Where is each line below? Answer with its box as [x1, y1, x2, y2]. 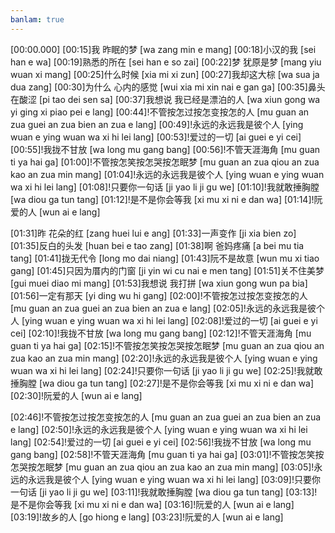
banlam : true [10, 14, 65, 25]
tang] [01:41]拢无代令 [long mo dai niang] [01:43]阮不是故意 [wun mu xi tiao [10, 252, 320, 264]
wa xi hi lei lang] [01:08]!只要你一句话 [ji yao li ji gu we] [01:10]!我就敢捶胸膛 [10, 181, 320, 193]
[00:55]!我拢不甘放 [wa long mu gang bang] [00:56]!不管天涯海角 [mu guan [10, 143, 321, 155]
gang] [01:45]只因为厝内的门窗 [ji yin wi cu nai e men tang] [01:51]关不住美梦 [10, 264, 325, 276]
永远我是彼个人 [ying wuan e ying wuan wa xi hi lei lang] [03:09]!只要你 [27, 473, 321, 485]
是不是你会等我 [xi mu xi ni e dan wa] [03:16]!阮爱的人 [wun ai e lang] [10, 498, 295, 510]
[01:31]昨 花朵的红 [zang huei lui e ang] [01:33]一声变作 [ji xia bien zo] [10, 227, 297, 239]
